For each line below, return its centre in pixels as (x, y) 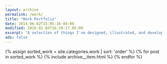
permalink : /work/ (24, 14)
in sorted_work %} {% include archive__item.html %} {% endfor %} (74, 57)
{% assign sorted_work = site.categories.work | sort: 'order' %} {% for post (82, 51)
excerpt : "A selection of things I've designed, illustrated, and (75, 33)
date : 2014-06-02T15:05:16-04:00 (40, 24)
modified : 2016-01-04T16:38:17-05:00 (44, 28)
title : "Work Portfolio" (31, 19)
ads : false (16, 38)
